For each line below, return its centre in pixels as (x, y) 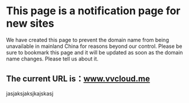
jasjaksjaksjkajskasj (30, 94)
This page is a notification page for (93, 11)
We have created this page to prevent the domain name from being (88, 40)
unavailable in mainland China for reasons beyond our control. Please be (94, 46)
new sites (30, 23)
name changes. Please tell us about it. (52, 59)
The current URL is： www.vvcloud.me (78, 79)
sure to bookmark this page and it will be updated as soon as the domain (94, 52)
